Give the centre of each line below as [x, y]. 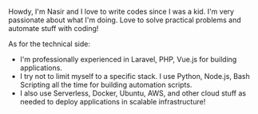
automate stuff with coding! [54, 28]
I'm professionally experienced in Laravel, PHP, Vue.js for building [128, 59]
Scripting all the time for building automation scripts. [106, 85]
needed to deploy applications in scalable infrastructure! [113, 102]
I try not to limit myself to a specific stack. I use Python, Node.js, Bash [135, 76]
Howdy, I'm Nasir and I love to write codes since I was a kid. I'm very [121, 12]
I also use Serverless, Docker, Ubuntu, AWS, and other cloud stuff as [133, 93]
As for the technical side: [49, 44]
